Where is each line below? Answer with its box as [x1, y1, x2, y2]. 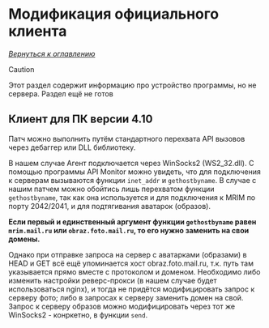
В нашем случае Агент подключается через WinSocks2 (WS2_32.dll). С [8, 158, 254, 168]
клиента [8, 22, 67, 40]
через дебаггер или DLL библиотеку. [8, 143, 136, 152]
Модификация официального [8, 5, 220, 23]
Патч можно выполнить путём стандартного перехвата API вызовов [8, 134, 246, 143]
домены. [8, 234, 41, 244]
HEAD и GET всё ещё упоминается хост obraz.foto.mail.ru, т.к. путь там [8, 258, 254, 268]
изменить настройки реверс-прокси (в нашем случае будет [8, 275, 217, 285]
